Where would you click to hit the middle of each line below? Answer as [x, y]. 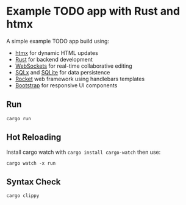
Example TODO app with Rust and [93, 11]
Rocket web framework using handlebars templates [80, 79]
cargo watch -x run [31, 163]
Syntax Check [34, 182]
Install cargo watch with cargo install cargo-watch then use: [84, 152]
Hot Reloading [34, 138]
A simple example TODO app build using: [58, 41]
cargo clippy [23, 196]
